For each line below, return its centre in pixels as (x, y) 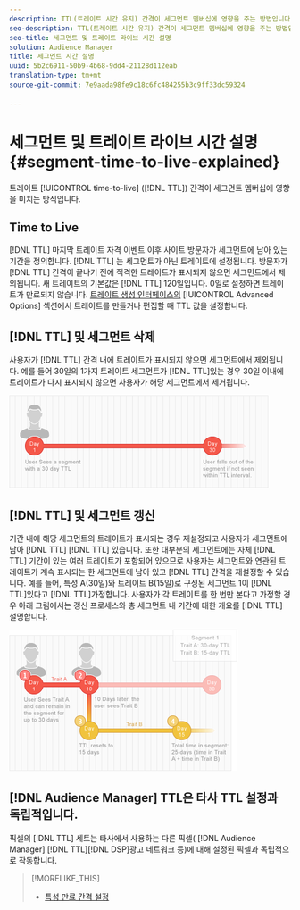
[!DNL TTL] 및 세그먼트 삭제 (83, 336)
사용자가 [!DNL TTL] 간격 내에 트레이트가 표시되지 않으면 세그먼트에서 (131, 360)
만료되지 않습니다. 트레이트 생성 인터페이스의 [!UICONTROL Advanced (150, 295)
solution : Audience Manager (62, 47)
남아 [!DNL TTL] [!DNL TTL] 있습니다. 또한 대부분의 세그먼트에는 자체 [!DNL (142, 550)
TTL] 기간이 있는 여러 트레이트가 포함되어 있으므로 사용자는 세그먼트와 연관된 (143, 561)
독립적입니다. (44, 815)
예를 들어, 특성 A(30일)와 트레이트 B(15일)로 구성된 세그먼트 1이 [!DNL (150, 583)
